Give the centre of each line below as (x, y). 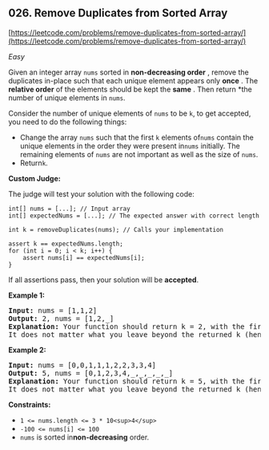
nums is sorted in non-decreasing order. (84, 437)
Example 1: (27, 295)
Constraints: (30, 404)
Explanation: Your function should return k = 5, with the (127, 381)
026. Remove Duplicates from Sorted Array (118, 13)
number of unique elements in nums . (67, 97)
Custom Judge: (35, 178)
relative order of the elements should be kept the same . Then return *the (130, 89)
